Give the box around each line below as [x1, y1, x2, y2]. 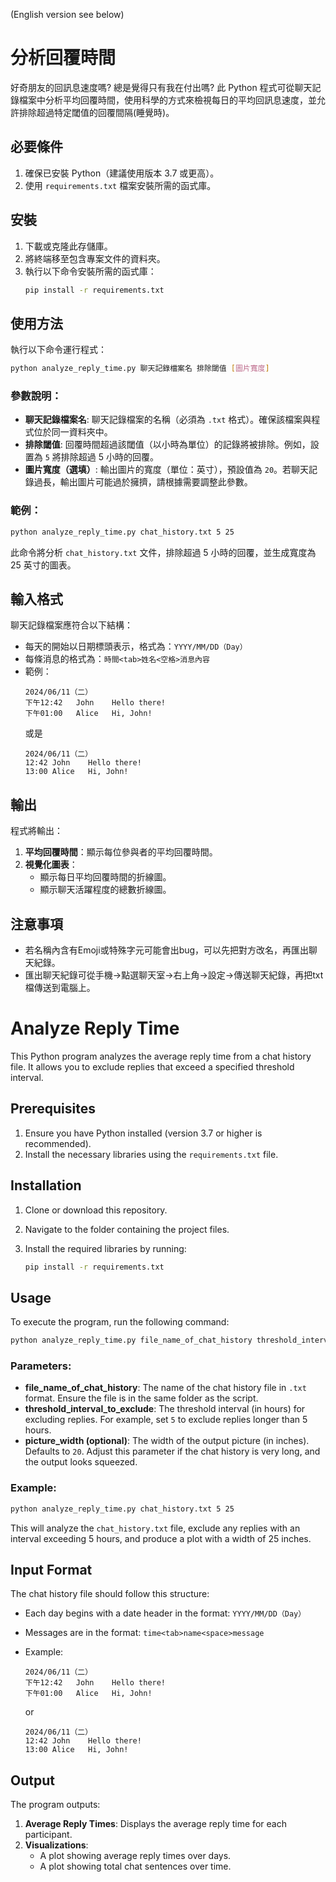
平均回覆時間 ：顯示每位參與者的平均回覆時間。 [24, 846, 218, 858]
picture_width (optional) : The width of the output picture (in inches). [24, 1435, 310, 1447]
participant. [24, 1829, 73, 1841]
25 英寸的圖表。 [10, 559, 77, 571]
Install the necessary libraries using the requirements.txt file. [24, 1148, 279, 1160]
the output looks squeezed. [24, 1456, 138, 1468]
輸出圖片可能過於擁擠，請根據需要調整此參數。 [59, 476, 253, 488]
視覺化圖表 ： [24, 859, 78, 871]
